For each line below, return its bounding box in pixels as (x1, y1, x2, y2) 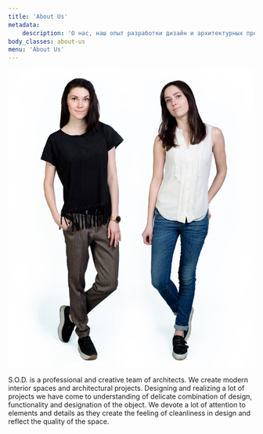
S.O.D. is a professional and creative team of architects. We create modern (8, 375, 249, 385)
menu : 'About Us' (8, 45, 65, 54)
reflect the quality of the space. (8, 417, 110, 426)
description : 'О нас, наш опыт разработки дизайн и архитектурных (22, 29, 243, 37)
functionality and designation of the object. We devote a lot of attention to (8, 400, 247, 410)
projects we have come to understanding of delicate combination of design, (8, 392, 253, 401)
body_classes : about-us (8, 38, 86, 45)
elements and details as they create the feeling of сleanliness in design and (8, 408, 251, 418)
